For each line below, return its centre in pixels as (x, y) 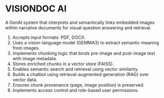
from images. (26, 48)
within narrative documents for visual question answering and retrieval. (78, 27)
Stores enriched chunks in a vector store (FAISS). (63, 64)
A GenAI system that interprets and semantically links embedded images (80, 22)
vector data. (25, 80)
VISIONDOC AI (36, 9)
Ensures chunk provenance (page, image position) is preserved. (78, 85)
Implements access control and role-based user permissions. (75, 90)
